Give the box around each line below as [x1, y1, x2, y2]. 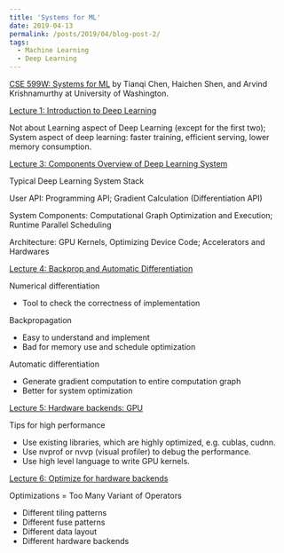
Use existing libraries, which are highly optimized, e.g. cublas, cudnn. [21, 437, 277, 447]
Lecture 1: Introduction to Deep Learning [9, 106, 157, 115]
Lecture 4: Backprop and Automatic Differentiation [9, 264, 193, 273]
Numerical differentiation [9, 280, 100, 291]
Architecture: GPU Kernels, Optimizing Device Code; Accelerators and [9, 237, 265, 247]
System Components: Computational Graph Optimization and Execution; [9, 210, 273, 220]
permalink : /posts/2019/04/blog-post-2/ [9, 29, 162, 38]
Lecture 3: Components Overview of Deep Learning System [9, 159, 228, 169]
